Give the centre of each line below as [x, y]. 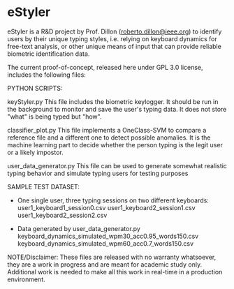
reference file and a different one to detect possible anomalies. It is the [109, 138]
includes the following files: [46, 75]
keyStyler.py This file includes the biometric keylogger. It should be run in [113, 101]
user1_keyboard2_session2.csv [62, 215]
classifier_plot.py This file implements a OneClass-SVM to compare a [107, 130]
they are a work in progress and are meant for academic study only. [105, 264]
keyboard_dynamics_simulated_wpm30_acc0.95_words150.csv [108, 236]
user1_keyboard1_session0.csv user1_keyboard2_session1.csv [106, 207]
